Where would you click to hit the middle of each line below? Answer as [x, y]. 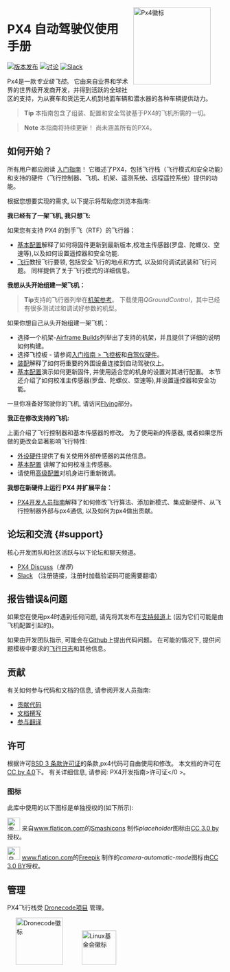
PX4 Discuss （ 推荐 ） [47, 567]
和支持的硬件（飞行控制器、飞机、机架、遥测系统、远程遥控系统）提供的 [109, 178]
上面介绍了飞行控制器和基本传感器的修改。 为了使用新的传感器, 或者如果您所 [115, 432]
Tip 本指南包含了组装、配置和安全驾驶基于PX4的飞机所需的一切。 [116, 113]
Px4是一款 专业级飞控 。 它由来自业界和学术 [68, 81]
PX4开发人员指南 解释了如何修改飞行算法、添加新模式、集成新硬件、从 [116, 502]
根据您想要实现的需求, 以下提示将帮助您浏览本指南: [79, 200]
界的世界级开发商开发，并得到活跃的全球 [64, 90]
